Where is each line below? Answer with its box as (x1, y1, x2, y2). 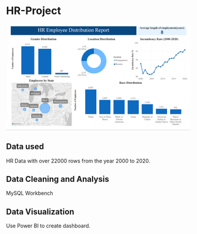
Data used (6, 142, 44, 152)
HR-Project (6, 4, 62, 18)
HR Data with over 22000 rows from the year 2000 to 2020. (6, 157, 151, 164)
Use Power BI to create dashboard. (6, 222, 91, 229)
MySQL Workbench (6, 189, 54, 197)
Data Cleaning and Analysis (6, 174, 110, 184)
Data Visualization (6, 206, 74, 216)
